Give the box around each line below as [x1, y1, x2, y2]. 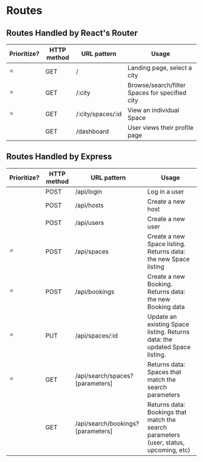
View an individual [127, 106, 179, 114]
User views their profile [127, 124, 194, 132]
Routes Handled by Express [6, 152, 112, 162]
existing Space [147, 320, 189, 328]
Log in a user [147, 187, 184, 196]
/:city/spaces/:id [76, 110, 122, 118]
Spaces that [147, 367, 181, 376]
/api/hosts [75, 201, 104, 209]
